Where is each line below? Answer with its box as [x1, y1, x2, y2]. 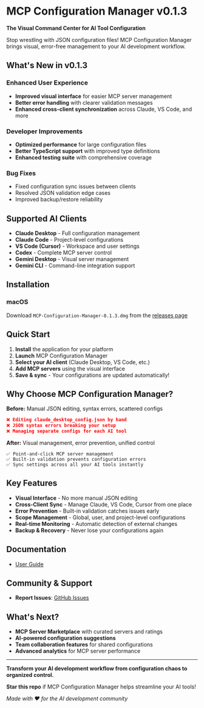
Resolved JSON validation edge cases [15, 189, 111, 197]
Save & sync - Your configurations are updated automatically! [15, 371, 170, 379]
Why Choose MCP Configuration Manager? [6, 388, 174, 399]
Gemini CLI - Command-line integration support [15, 262, 135, 269]
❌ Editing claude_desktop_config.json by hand [6, 417, 127, 423]
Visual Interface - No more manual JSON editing [15, 494, 138, 502]
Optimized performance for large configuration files [15, 141, 147, 148]
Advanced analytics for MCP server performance [15, 647, 141, 655]
